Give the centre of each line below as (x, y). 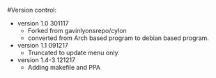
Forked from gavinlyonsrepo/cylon (77, 31)
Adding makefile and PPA (64, 67)
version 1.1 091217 (43, 45)
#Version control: (32, 10)
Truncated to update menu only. (74, 52)
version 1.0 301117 (43, 23)
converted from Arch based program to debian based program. (118, 38)
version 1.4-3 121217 (46, 60)
